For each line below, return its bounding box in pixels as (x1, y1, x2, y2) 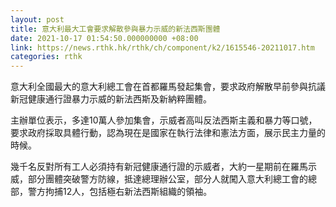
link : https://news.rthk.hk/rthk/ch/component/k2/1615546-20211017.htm (10, 42, 315, 53)
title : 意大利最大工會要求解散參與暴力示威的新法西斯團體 (10, 24, 221, 34)
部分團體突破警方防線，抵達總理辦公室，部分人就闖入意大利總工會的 (27, 173, 308, 185)
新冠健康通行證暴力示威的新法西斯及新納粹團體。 (10, 93, 212, 105)
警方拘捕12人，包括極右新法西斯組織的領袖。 (27, 186, 213, 198)
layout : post (10, 14, 65, 25)
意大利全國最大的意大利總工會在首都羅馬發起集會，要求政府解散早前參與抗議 (10, 81, 326, 93)
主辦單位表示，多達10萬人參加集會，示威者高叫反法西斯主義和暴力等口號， (10, 114, 318, 126)
